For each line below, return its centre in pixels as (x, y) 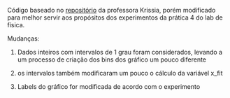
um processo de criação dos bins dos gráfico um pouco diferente (112, 59)
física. (16, 25)
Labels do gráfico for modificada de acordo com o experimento (109, 86)
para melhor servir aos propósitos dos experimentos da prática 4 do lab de (115, 17)
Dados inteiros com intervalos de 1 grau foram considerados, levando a (120, 52)
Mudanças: (23, 38)
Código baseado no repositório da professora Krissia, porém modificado (112, 10)
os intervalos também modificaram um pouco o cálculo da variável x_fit (120, 73)
